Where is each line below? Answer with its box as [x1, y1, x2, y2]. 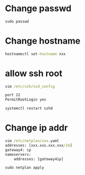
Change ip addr [5, 122, 68, 134]
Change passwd [5, 3, 71, 14]
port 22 [5, 93, 21, 98]
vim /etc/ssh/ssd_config [5, 84, 55, 89]
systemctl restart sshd [5, 106, 53, 111]
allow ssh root [5, 68, 63, 79]
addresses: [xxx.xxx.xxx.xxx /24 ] [5, 143, 72, 148]
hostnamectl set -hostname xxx [5, 52, 66, 56]
